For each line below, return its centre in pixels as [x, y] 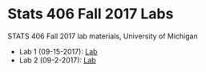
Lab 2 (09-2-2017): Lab [58, 60]
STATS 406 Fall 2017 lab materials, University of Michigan [103, 36]
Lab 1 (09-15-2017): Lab [58, 51]
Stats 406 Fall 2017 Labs [91, 14]
